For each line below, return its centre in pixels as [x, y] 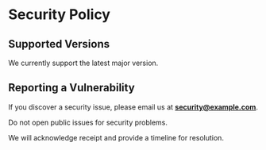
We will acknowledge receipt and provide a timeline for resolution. [116, 137]
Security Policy [60, 15]
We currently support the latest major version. [83, 63]
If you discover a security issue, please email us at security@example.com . [133, 107]
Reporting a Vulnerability [71, 88]
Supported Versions [59, 44]
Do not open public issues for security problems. [88, 122]
